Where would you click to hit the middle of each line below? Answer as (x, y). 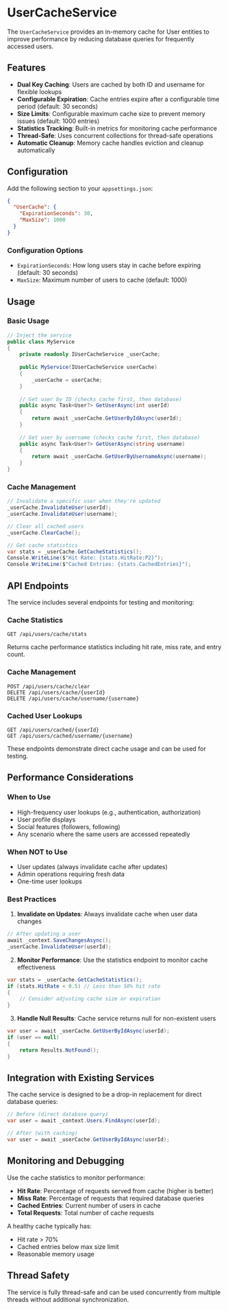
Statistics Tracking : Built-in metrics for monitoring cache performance (117, 128)
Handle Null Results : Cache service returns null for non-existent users (116, 1019)
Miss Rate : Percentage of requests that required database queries (110, 1198)
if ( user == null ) (33, 1038)
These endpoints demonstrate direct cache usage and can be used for (107, 748)
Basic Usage (28, 321)
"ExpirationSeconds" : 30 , (56, 214)
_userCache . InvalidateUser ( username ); (62, 514)
